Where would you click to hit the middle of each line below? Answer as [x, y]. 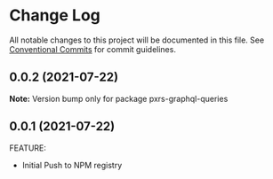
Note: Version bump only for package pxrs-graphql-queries [119, 98]
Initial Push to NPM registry [72, 165]
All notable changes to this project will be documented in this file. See [137, 40]
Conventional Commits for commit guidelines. [92, 49]
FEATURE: [28, 148]
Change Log [55, 16]
